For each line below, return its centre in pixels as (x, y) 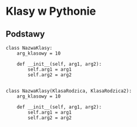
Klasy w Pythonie (51, 11)
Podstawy (25, 34)
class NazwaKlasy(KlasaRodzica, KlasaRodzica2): (69, 91)
